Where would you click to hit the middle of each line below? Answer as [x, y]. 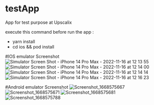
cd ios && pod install [33, 47]
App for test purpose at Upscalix [39, 22]
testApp [22, 9]
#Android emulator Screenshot [37, 87]
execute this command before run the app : [50, 32]
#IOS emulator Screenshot [32, 56]
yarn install [24, 41]
